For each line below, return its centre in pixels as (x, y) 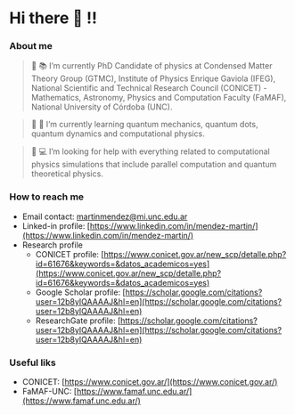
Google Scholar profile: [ (81, 292)
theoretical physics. (67, 174)
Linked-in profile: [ (56, 225)
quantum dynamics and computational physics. (118, 134)
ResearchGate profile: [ (78, 321)
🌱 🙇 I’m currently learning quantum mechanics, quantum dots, (144, 125)
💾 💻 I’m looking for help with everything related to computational (150, 151)
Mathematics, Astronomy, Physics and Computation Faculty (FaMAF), (159, 98)
